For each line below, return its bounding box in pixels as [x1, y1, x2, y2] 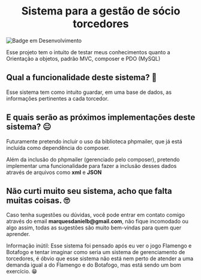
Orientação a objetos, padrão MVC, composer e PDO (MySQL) [6, 55, 161, 62]
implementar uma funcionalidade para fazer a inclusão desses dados [6, 162, 177, 169]
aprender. [6, 231, 31, 238]
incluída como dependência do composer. [6, 144, 110, 151]
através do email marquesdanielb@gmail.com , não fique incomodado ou [6, 218, 189, 225]
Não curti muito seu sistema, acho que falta [6, 185, 172, 196]
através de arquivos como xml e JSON [6, 169, 102, 176]
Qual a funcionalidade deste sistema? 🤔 [6, 72, 157, 82]
